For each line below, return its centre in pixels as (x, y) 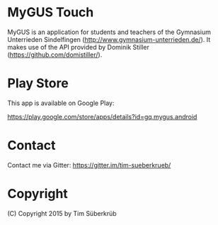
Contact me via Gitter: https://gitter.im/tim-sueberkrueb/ (89, 165)
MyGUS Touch (51, 12)
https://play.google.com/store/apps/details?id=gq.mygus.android (102, 116)
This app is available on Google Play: (61, 103)
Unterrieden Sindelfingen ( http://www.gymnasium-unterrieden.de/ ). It (109, 39)
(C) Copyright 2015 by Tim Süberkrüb (62, 213)
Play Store (38, 83)
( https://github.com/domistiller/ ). (55, 55)
